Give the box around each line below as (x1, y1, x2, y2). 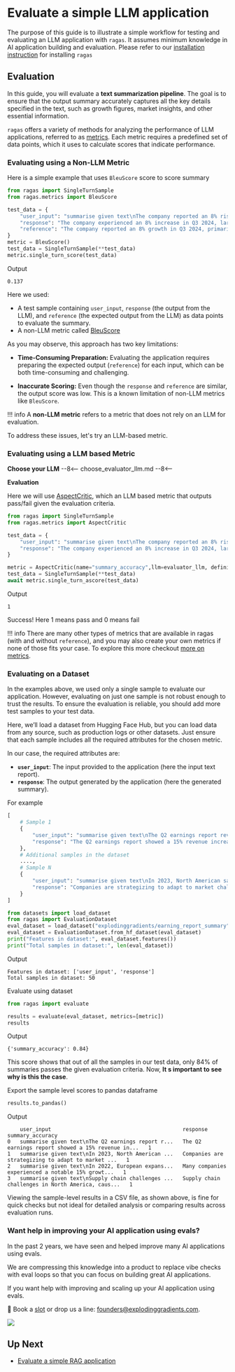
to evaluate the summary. (17, 319, 91, 327)
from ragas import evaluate (7, 1000, 90, 1007)
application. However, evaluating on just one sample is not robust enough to (7, 692, 226, 701)
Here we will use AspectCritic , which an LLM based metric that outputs (7, 492, 212, 500)
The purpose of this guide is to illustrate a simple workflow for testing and (7, 28, 220, 36)
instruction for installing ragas (7, 50, 93, 59)
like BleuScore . (17, 396, 59, 405)
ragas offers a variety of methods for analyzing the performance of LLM (7, 125, 215, 134)
